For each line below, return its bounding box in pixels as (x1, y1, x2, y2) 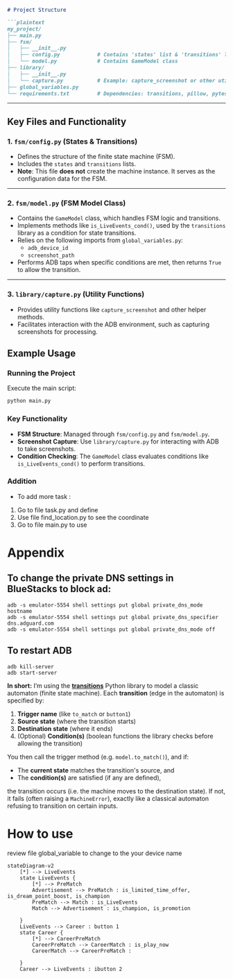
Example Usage (7, 348, 76, 360)
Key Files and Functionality (7, 115, 127, 128)
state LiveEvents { (19, 875, 76, 882)
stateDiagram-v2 (7, 862, 54, 869)
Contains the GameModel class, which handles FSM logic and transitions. (17, 214, 221, 222)
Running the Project (7, 368, 76, 378)
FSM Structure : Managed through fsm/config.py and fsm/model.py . (17, 430, 210, 438)
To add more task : (17, 492, 71, 500)
